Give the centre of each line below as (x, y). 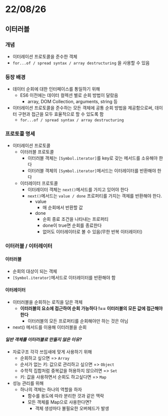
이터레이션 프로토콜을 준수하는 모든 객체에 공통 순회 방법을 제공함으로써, (83, 108)
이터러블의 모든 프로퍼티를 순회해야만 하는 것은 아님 (78, 321)
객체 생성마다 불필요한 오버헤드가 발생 (72, 408)
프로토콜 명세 (20, 134)
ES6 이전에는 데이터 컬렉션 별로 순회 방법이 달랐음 (69, 95)
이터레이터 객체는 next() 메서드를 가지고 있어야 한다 (78, 190)
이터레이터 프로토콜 (39, 183)
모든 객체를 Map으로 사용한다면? (59, 402)
